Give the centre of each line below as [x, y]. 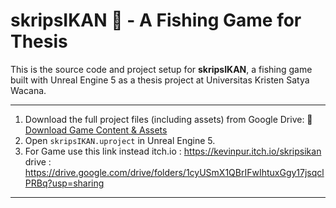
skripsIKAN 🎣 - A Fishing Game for [156, 20]
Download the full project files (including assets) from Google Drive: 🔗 [168, 119]
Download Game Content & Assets [96, 130]
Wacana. [28, 90]
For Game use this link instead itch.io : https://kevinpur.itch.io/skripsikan [173, 151]
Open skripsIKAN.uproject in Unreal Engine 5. [120, 140]
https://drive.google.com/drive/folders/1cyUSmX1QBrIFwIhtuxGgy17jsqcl [174, 172]
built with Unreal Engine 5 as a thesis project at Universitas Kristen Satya [160, 80]
